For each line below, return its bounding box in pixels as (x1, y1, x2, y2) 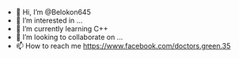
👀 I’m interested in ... (15, 16, 83, 25)
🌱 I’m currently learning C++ (15, 24, 108, 33)
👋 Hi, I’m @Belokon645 (15, 8, 91, 16)
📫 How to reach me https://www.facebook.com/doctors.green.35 (15, 42, 231, 50)
